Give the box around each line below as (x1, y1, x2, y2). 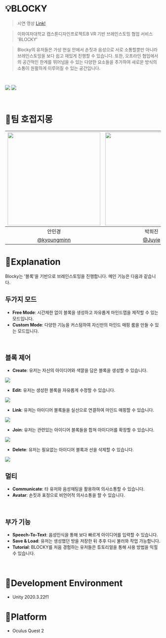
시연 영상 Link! (17, 20, 46, 26)
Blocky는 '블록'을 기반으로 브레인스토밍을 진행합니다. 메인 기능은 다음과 (5, 273, 143, 279)
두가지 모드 (5, 295, 37, 304)
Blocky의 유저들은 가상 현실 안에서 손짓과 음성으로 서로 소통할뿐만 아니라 (17, 47, 158, 53)
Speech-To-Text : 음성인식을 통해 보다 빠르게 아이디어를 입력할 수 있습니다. (12, 532, 158, 538)
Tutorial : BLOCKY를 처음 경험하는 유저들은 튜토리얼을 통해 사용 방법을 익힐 (12, 544, 158, 550)
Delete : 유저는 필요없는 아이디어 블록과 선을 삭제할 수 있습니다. (12, 447, 134, 453)
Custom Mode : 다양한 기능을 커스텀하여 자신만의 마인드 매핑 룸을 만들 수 (12, 321, 154, 327)
